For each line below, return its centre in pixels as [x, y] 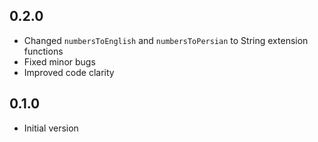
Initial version [51, 128]
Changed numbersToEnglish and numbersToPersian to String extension [166, 40]
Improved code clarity [69, 72]
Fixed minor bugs [59, 61]
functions [43, 51]
